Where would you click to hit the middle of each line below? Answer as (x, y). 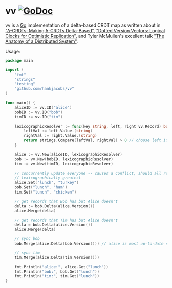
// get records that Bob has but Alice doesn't (66, 201)
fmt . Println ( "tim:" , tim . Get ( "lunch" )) (57, 276)
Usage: (13, 51)
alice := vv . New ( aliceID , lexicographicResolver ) (69, 154)
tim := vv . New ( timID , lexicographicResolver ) (64, 164)
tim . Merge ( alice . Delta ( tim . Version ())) (57, 257)
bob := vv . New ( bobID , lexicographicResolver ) (64, 159)
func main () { (20, 103)
